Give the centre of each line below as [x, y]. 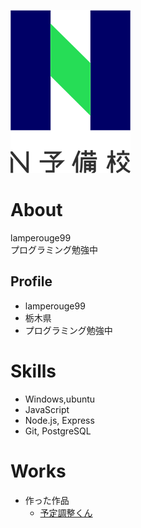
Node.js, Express [59, 420]
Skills [33, 371]
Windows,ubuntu [60, 399]
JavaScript [47, 409]
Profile [31, 281]
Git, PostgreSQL [58, 431]
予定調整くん [66, 512]
